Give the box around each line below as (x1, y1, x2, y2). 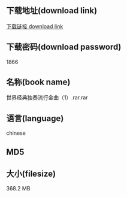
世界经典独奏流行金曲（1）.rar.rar (6, 94, 88, 101)
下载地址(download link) (6, 5, 98, 16)
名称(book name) (6, 77, 71, 87)
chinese (6, 129, 26, 137)
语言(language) (6, 113, 64, 123)
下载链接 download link (6, 23, 63, 30)
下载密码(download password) (6, 42, 122, 52)
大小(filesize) (6, 169, 56, 179)
